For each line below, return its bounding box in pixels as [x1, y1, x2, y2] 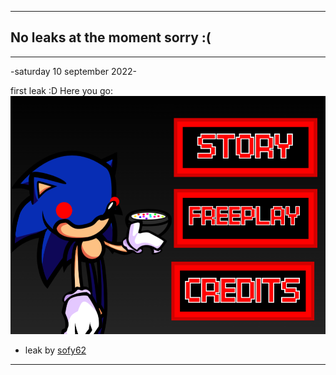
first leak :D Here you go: [10, 84, 113, 96]
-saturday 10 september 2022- [10, 65, 137, 77]
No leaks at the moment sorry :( [10, 29, 212, 46]
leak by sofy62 [24, 344, 87, 356]
